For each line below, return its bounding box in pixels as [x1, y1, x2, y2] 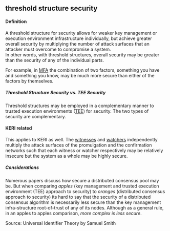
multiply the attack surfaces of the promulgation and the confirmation [5, 142, 152, 148]
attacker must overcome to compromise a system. [5, 46, 111, 52]
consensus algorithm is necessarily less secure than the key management [5, 199, 161, 205]
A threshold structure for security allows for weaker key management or [5, 30, 157, 36]
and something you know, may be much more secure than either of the [5, 72, 155, 78]
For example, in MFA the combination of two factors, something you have [5, 67, 160, 73]
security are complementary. [5, 113, 67, 119]
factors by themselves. [5, 78, 54, 84]
